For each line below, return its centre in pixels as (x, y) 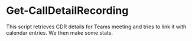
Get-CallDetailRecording (67, 11)
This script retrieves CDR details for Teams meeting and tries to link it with (96, 27)
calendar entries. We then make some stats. (60, 32)
